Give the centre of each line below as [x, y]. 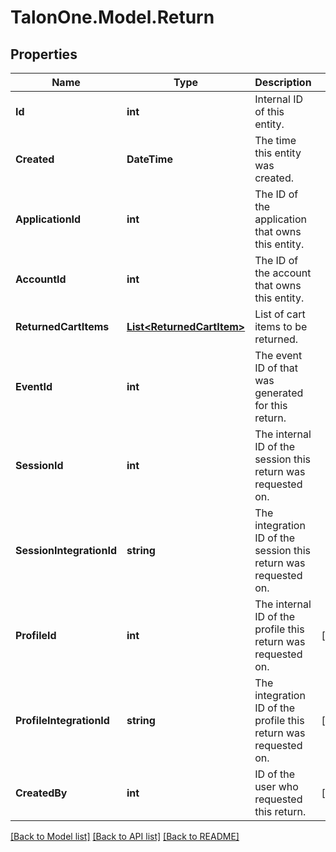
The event [278, 355]
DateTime [149, 159]
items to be [281, 326]
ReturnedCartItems [62, 326]
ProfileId [36, 635]
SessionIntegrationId [66, 550]
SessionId [39, 465]
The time [275, 140]
